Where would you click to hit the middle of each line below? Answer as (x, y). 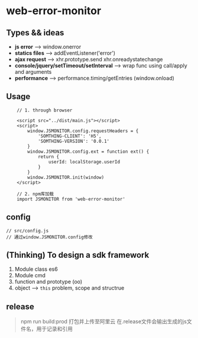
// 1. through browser (45, 110)
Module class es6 (36, 269)
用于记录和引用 (54, 329)
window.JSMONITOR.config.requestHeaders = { (83, 131)
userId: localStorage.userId (84, 162)
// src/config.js (27, 231)
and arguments (33, 72)
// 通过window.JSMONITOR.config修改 (49, 237)
